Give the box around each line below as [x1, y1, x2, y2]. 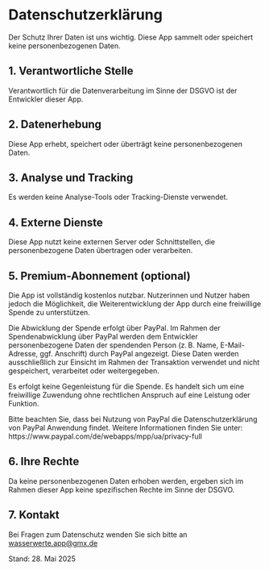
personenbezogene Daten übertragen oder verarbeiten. [8, 246, 193, 256]
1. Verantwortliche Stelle [8, 64, 134, 78]
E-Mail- [220, 340, 246, 350]
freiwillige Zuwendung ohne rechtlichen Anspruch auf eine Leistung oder [8, 390, 251, 400]
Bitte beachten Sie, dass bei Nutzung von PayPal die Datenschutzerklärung [8, 414, 258, 424]
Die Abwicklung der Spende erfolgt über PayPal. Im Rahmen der [8, 323, 221, 332]
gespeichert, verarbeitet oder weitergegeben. [8, 366, 159, 376]
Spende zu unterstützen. [8, 308, 90, 317]
